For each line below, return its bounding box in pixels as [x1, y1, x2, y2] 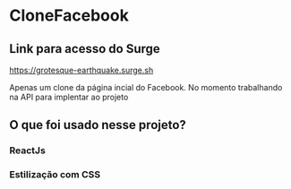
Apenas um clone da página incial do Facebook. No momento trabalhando [9, 82, 283, 92]
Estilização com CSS [9, 168, 101, 181]
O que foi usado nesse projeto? [9, 117, 186, 133]
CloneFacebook [9, 5, 130, 26]
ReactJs [9, 144, 47, 157]
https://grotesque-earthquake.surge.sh [9, 64, 154, 75]
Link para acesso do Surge [9, 41, 161, 56]
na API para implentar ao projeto [9, 91, 129, 102]
